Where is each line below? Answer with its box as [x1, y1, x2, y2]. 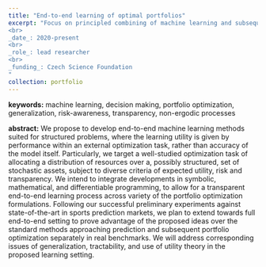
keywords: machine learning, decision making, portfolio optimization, [8, 100, 235, 109]
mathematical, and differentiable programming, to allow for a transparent [8, 182, 245, 192]
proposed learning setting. [8, 250, 95, 259]
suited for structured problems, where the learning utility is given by [8, 132, 230, 141]
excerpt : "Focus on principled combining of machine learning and [8, 19, 232, 27]
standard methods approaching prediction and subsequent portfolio [8, 224, 230, 234]
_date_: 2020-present [8, 33, 80, 42]
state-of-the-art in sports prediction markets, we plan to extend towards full [8, 208, 256, 217]
